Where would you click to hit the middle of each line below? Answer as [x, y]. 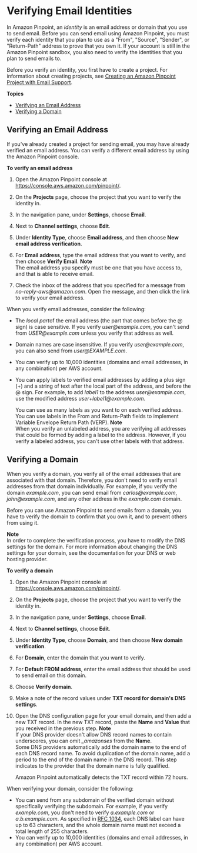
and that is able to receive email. [54, 274]
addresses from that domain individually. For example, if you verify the [92, 486]
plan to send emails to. [34, 58]
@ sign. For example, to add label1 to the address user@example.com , [101, 392]
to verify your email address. [50, 298]
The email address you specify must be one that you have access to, [98, 267]
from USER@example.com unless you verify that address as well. [94, 333]
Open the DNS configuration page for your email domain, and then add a [103, 715]
